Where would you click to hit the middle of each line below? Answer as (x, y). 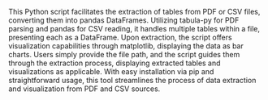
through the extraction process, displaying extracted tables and (115, 63)
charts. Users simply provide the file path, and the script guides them (124, 54)
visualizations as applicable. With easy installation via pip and (111, 71)
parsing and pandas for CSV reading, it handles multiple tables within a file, (134, 29)
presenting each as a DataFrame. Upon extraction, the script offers (121, 37)
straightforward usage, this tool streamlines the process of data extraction (132, 80)
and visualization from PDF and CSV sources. (84, 89)
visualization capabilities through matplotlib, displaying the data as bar (126, 46)
